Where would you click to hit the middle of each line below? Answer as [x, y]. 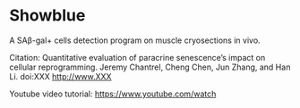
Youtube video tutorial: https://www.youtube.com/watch [113, 94]
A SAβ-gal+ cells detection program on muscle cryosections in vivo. [135, 40]
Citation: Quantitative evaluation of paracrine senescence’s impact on [137, 57]
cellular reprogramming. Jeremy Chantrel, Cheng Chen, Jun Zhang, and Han [150, 67]
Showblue [47, 16]
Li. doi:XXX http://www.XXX [60, 76]
